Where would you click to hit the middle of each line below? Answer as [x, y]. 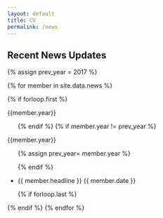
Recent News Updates [57, 55]
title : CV [22, 20]
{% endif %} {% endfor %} [46, 208]
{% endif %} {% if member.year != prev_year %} [87, 126]
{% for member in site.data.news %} [60, 86]
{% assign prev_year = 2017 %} [52, 72]
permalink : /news [33, 27]
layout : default [31, 14]
